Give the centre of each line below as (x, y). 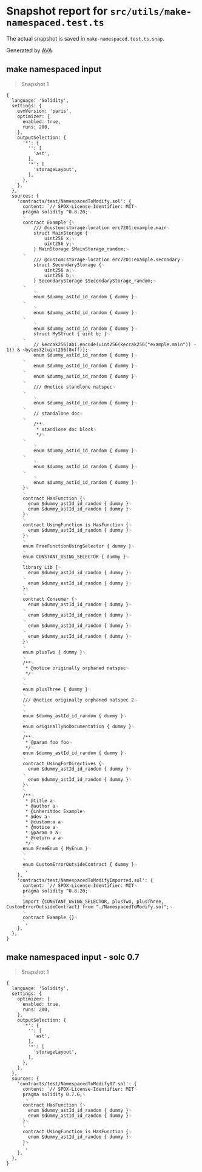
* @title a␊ (41, 801)
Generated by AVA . (30, 50)
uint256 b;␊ (60, 275)
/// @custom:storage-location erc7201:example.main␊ (102, 228)
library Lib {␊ (42, 567)
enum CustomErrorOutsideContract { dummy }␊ (80, 864)
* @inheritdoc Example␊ (56, 811)
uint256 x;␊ (60, 238)
